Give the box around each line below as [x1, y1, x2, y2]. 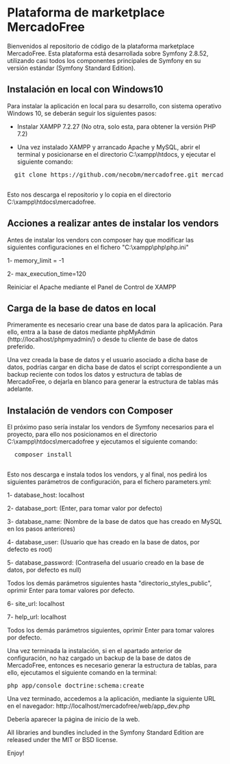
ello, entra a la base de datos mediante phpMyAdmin [7, 328, 155, 336]
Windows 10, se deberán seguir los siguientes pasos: [7, 109, 157, 117]
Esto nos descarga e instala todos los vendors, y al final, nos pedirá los [7, 470, 207, 479]
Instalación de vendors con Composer [7, 405, 173, 416]
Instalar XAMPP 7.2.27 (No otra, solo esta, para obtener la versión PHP [16, 122, 216, 131]
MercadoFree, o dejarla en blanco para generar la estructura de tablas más [7, 378, 219, 386]
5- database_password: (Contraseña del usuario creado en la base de [7, 559, 204, 567]
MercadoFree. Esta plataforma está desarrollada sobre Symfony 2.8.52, [7, 49, 209, 58]
